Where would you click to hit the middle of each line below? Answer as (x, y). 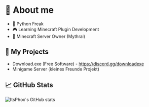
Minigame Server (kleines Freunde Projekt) (56, 69)
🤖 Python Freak (28, 24)
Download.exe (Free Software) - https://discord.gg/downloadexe (78, 64)
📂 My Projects (27, 52)
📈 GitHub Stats (29, 85)
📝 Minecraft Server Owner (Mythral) (49, 36)
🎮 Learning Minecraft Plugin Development (56, 29)
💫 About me (30, 10)
